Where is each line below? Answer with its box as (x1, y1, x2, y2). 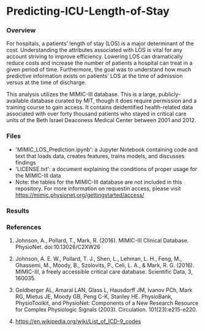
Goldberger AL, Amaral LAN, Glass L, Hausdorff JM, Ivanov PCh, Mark (15, 286, 193, 294)
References (6, 223, 42, 231)
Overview (6, 26, 36, 35)
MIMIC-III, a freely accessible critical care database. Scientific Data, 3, (15, 268, 193, 275)
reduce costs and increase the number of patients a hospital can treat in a (6, 59, 193, 67)
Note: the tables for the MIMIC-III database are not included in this (15, 178, 182, 186)
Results (6, 206, 29, 215)
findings (15, 159, 36, 166)
